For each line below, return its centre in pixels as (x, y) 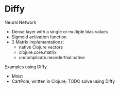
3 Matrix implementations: (38, 42)
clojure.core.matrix (38, 52)
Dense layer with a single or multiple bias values (60, 31)
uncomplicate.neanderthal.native (52, 57)
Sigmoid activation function (39, 37)
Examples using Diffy (26, 67)
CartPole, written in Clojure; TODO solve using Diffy (63, 81)
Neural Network (20, 22)
